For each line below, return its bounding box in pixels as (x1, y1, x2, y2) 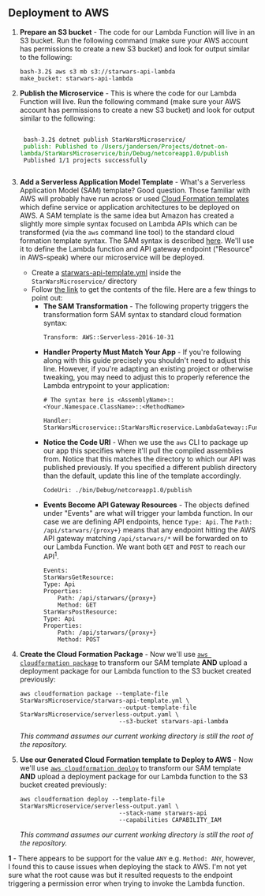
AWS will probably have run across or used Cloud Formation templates (19, 193, 250, 203)
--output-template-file (118, 704, 197, 712)
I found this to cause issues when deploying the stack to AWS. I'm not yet (8, 862, 247, 872)
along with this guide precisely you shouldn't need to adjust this (43, 355, 251, 365)
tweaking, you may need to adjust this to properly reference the (43, 372, 250, 382)
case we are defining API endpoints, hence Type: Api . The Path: (43, 517, 253, 526)
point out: (31, 293, 63, 302)
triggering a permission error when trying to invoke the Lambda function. (8, 879, 245, 888)
